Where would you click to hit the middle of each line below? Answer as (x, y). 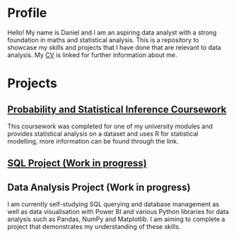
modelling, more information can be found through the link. (93, 141)
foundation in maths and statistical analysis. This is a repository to (103, 39)
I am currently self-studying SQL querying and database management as (113, 204)
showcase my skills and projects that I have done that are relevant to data (114, 47)
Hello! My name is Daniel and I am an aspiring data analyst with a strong (112, 32)
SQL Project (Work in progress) (77, 163)
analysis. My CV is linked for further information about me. (93, 55)
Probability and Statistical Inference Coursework (117, 109)
